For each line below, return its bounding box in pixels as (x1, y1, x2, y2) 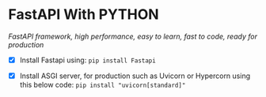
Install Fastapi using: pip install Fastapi (19, 55, 156, 65)
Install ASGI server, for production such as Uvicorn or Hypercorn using (19, 71, 251, 80)
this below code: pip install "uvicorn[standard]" (19, 80, 186, 90)
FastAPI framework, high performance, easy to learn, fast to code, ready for (8, 32, 257, 41)
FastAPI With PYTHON (8, 6, 160, 24)
